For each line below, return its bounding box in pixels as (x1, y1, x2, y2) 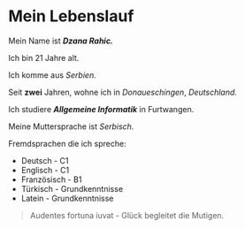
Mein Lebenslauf (8, 6, 134, 27)
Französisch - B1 (20, 174, 82, 185)
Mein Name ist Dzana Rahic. (8, 35, 114, 46)
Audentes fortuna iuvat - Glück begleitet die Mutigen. (29, 210, 225, 220)
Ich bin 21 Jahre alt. (8, 52, 80, 63)
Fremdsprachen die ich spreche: (8, 138, 126, 149)
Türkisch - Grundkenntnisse (20, 183, 124, 194)
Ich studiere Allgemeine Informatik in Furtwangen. (8, 103, 195, 114)
